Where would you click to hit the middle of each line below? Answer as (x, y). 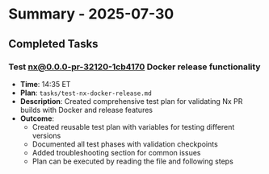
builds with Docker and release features (86, 110)
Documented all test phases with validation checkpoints (125, 144)
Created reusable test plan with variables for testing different (133, 126)
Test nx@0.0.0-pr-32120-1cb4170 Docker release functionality (134, 67)
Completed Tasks (53, 44)
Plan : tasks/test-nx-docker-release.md (86, 93)
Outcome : (37, 118)
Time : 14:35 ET (45, 84)
